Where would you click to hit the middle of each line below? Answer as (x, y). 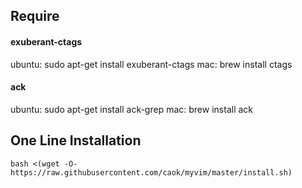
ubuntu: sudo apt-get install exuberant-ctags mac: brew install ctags (151, 64)
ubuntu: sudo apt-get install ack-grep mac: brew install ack (132, 109)
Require (35, 16)
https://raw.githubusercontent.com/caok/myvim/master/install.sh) (151, 172)
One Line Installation (76, 140)
